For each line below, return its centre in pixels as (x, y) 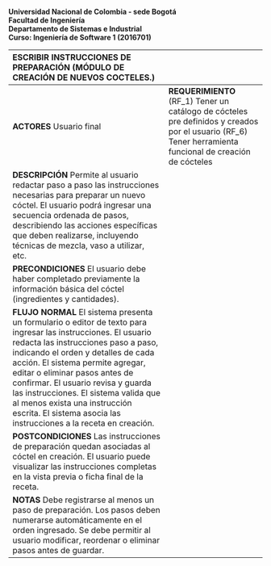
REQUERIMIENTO (202, 91)
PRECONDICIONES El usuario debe (79, 268)
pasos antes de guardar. (58, 550)
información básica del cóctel (69, 289)
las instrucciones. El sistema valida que (87, 393)
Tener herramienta (203, 142)
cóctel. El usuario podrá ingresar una (82, 205)
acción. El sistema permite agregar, (79, 363)
